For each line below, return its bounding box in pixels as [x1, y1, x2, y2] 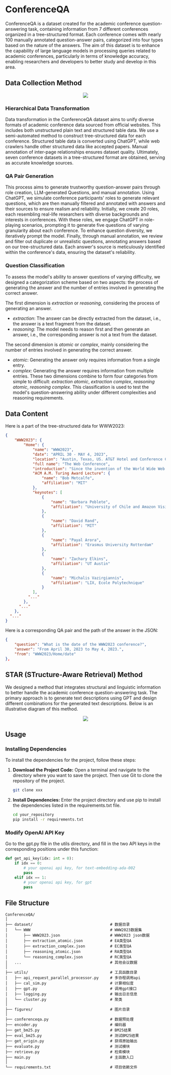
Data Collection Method [5, 79, 82, 87]
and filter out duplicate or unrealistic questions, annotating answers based [5, 239, 161, 245]
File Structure [5, 898, 49, 907]
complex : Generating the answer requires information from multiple [12, 367, 154, 373]
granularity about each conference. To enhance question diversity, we [5, 227, 153, 233]
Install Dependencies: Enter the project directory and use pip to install [12, 797, 161, 803]
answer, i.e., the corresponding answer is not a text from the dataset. [12, 331, 158, 338]
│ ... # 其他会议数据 [5, 960, 137, 965]
